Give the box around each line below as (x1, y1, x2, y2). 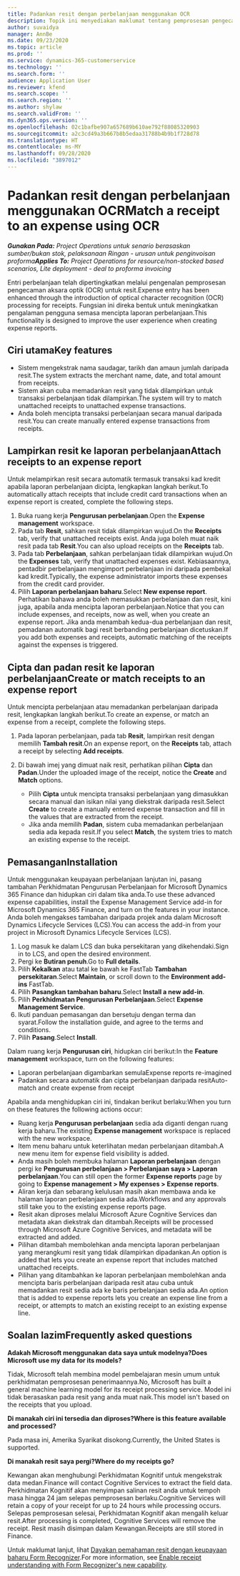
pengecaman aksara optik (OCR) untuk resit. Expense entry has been (7, 285, 209, 294)
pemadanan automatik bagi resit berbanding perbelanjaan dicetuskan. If (17, 625, 229, 634)
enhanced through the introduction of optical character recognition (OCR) (7, 293, 224, 302)
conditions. (17, 1026, 51, 1034)
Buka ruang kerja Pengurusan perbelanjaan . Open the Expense (17, 512, 205, 520)
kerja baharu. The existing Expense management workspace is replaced (17, 1126, 231, 1135)
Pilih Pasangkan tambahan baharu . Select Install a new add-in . (17, 988, 205, 996)
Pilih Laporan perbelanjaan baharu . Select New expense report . (17, 588, 207, 596)
